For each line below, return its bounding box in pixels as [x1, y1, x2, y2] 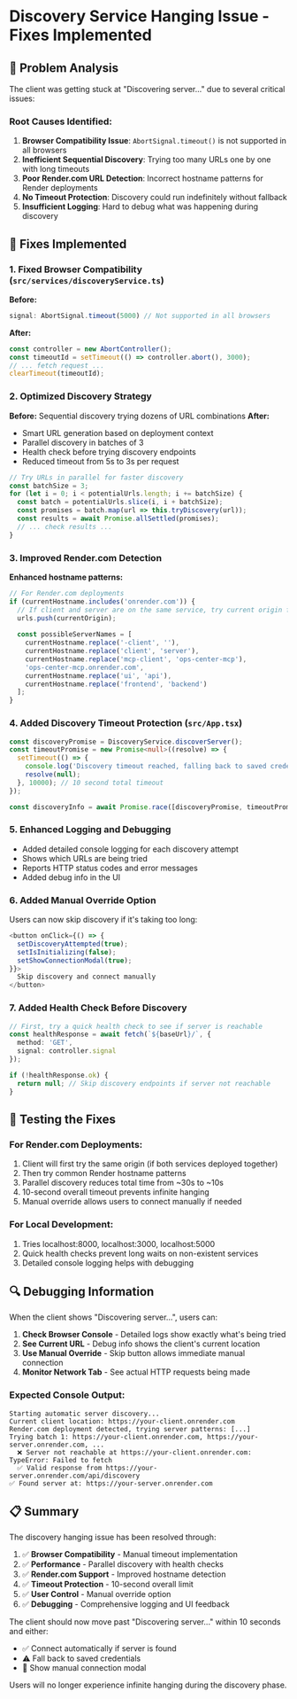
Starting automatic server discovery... [9, 1409, 161, 1418]
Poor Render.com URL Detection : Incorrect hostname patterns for [21, 173, 263, 183]
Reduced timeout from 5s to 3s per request [21, 456, 179, 466]
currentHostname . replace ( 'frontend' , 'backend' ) [25, 680, 208, 689]
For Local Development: [9, 1219, 114, 1231]
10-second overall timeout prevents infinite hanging [21, 1187, 209, 1197]
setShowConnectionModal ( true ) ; [17, 955, 133, 965]
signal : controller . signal [17, 1047, 117, 1056]
